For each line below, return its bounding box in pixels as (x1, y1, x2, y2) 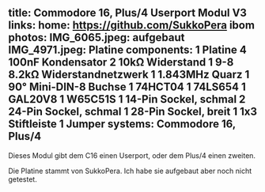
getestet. (8, 174, 37, 184)
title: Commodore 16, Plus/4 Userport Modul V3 (8, 6, 248, 20)
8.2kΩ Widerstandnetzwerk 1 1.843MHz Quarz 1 (8, 68, 250, 81)
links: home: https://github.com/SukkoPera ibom (8, 19, 256, 32)
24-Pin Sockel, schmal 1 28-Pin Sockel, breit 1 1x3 (8, 105, 258, 119)
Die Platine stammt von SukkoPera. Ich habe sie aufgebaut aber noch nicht (8, 166, 252, 175)
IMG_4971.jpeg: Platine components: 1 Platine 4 (8, 43, 247, 57)
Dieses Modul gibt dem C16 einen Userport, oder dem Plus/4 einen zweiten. (8, 150, 256, 160)
